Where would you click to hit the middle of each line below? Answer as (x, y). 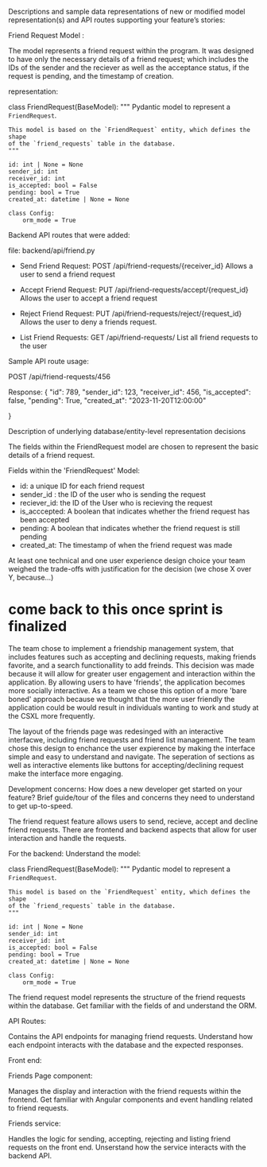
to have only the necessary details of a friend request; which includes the (128, 59)
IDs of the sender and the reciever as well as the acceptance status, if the (129, 68)
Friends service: (35, 1123)
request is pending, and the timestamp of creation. (91, 76)
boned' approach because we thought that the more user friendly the (122, 699)
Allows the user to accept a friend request (88, 298)
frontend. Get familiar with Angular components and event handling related (131, 1099)
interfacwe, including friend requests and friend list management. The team (132, 739)
